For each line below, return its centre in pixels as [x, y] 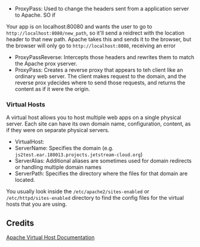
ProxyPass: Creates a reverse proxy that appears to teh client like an [99, 70]
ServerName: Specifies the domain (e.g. [64, 148]
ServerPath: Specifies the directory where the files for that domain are [101, 173]
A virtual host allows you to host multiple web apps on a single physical [94, 118]
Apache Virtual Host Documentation [50, 237]
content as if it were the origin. [53, 89]
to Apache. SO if [35, 15]
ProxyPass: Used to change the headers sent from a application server [102, 9]
